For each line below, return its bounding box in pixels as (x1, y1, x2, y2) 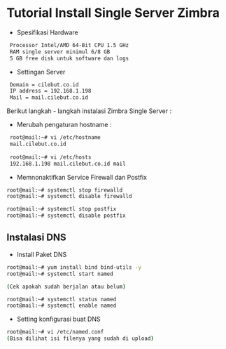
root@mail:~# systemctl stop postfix (6, 206, 117, 213)
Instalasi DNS (6, 232, 66, 244)
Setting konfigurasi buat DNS (16, 315, 101, 324)
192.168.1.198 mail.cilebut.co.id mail (9, 160, 127, 167)
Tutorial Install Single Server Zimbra (6, 5, 220, 21)
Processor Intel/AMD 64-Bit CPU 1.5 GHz (9, 41, 129, 48)
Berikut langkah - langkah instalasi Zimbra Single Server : (6, 107, 172, 115)
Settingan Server (16, 67, 66, 76)
